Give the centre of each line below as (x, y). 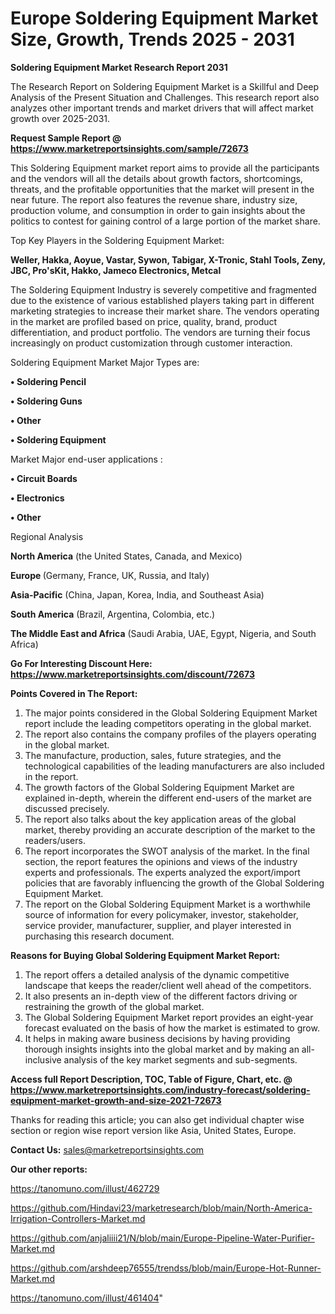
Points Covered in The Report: (74, 693)
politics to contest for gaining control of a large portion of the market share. (165, 221)
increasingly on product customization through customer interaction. (151, 343)
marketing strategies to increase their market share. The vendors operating (165, 311)
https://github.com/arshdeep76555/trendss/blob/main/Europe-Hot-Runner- (166, 1268)
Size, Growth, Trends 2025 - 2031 (152, 39)
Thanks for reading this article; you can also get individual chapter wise (157, 1119)
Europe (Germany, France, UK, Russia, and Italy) (110, 575)
